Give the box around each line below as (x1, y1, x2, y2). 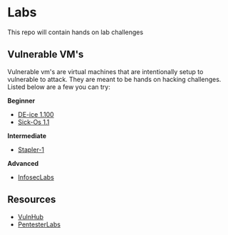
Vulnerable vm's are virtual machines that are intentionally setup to (7, 67, 204, 75)
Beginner (7, 96, 36, 105)
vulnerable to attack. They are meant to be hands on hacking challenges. (7, 75, 222, 83)
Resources (7, 194, 56, 206)
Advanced (7, 159, 39, 167)
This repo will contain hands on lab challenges (7, 28, 144, 36)
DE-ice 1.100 (17, 110, 55, 118)
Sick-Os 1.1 (17, 117, 50, 126)
